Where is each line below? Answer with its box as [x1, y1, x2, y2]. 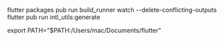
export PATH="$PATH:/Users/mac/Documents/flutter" [7, 27, 162, 34]
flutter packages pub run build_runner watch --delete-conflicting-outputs [7, 6, 217, 14]
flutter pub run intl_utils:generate [7, 13, 101, 21]
